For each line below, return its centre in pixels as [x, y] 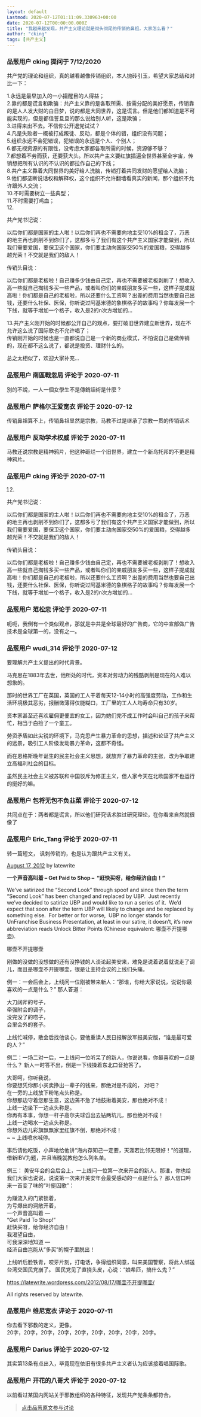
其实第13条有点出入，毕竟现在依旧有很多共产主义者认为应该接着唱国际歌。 [98, 1364]
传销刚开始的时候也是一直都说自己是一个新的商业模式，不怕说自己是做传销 [98, 338]
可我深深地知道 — [28, 1242]
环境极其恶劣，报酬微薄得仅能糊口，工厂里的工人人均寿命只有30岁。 [96, 703]
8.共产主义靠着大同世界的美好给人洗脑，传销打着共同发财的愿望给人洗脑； [98, 171]
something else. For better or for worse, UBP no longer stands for [89, 915]
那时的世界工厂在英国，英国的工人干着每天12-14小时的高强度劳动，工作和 [97, 696]
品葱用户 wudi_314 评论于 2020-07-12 [62, 648]
